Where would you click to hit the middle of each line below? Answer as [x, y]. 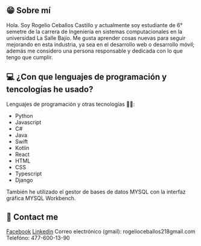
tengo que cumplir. [30, 57]
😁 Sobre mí [29, 11]
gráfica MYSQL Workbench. [41, 198]
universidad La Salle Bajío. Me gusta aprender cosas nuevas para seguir [96, 38]
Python [24, 115]
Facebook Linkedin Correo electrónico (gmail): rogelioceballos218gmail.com [101, 231]
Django [24, 180]
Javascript [28, 122]
